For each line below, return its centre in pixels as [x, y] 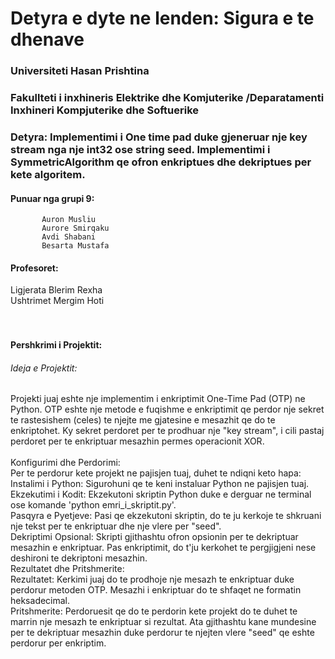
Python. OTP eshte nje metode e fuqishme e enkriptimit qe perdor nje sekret [167, 409]
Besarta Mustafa [75, 246]
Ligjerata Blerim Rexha [56, 290]
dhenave [47, 39]
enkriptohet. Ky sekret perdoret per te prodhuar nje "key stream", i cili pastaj [167, 431]
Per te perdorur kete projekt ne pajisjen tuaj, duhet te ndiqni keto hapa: [156, 473]
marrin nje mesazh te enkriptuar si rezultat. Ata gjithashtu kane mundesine [163, 622]
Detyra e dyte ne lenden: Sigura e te [162, 18]
